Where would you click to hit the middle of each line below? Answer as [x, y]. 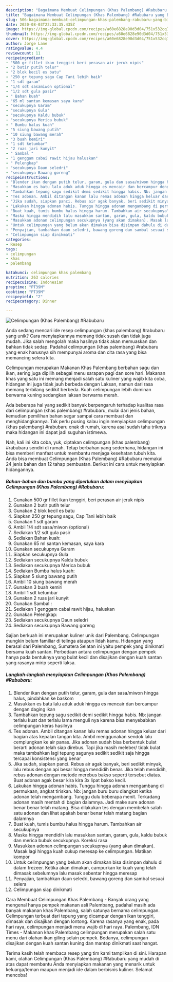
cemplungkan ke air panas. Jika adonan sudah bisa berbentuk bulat [85, 742]
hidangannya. [20, 470]
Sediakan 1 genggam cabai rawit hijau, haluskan [64, 609]
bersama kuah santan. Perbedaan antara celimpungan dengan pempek [81, 652]
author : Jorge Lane [27, 44]
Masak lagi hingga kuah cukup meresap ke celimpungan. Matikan [82, 851]
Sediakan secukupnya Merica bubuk [52, 566]
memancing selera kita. [31, 358]
